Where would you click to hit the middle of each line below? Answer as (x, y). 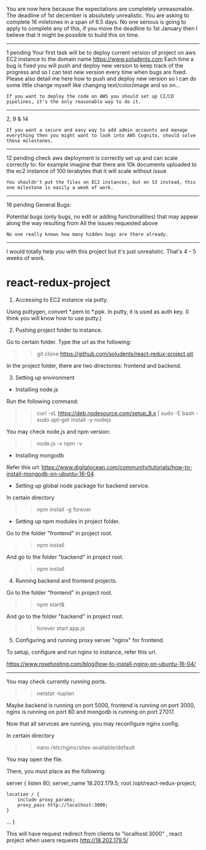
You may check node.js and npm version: (59, 431)
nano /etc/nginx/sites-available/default (86, 747)
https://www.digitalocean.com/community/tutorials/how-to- (117, 467)
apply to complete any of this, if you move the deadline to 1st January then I (102, 28)
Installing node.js (36, 389)
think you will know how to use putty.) (54, 318)
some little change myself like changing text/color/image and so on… (93, 85)
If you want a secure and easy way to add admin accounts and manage (97, 130)
